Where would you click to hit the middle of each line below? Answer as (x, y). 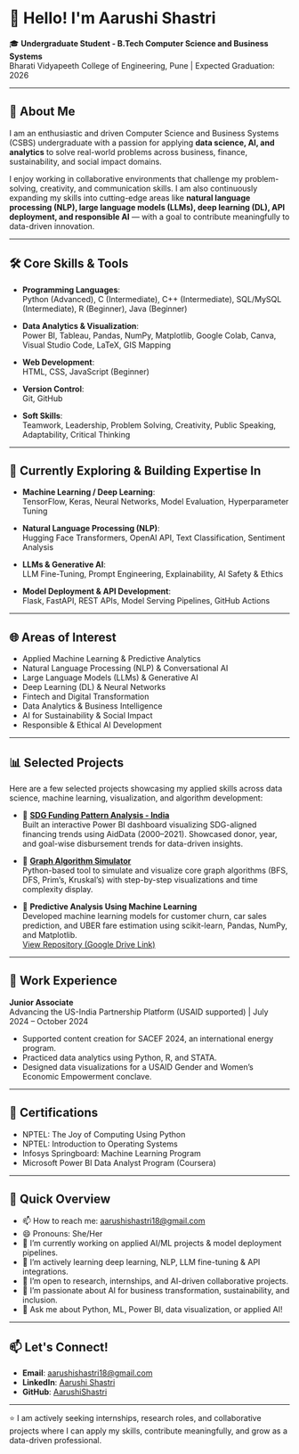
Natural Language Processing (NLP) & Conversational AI (125, 669)
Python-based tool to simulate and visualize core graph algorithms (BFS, (155, 870)
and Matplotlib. (49, 935)
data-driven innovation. (52, 226)
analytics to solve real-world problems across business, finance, (128, 152)
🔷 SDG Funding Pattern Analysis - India (96, 815)
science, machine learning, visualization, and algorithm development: (136, 798)
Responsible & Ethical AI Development (92, 725)
